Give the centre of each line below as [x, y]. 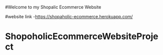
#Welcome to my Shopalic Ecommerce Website [53, 7]
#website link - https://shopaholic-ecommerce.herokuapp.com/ [69, 16]
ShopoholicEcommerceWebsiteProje [82, 37]
